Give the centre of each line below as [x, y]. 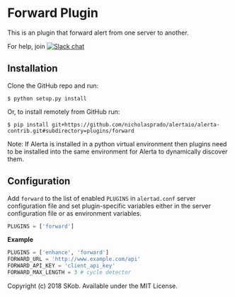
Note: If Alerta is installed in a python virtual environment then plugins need [117, 144]
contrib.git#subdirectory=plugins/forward [71, 131]
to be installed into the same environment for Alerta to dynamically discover [117, 151]
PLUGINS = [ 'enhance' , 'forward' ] [58, 252]
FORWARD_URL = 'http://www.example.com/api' [74, 260]
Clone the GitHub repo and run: [53, 86]
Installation [33, 69]
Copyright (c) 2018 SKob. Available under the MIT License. [93, 286]
